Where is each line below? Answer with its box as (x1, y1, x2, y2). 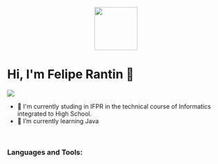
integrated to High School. (17, 110, 92, 118)
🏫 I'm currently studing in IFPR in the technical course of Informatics (17, 102, 212, 110)
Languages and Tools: (7, 147, 83, 157)
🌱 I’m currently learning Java (17, 116, 99, 125)
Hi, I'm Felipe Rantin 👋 (7, 67, 135, 82)
